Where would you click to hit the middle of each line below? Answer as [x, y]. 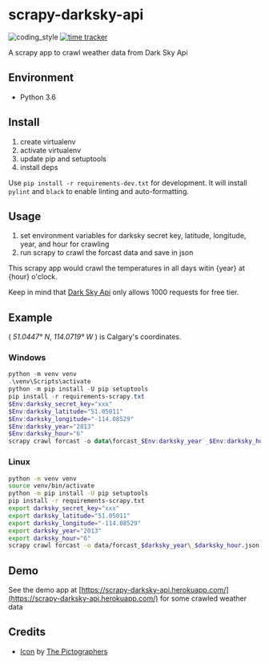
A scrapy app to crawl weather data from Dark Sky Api [98, 52]
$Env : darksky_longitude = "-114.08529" [71, 419]
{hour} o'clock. [33, 277]
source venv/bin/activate [51, 486]
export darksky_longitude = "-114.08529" [75, 523]
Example [30, 317]
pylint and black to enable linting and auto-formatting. [99, 191]
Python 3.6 [38, 97]
